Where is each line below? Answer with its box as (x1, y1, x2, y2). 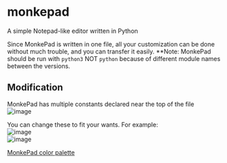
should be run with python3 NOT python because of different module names (7, 54, 221, 62)
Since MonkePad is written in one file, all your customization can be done (7, 40, 215, 48)
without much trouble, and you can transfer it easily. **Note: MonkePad (7, 47, 211, 55)
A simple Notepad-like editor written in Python (7, 27, 139, 35)
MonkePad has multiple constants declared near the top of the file (7, 100, 195, 108)
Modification (7, 81, 63, 93)
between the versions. (7, 62, 71, 70)
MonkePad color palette (7, 148, 75, 156)
